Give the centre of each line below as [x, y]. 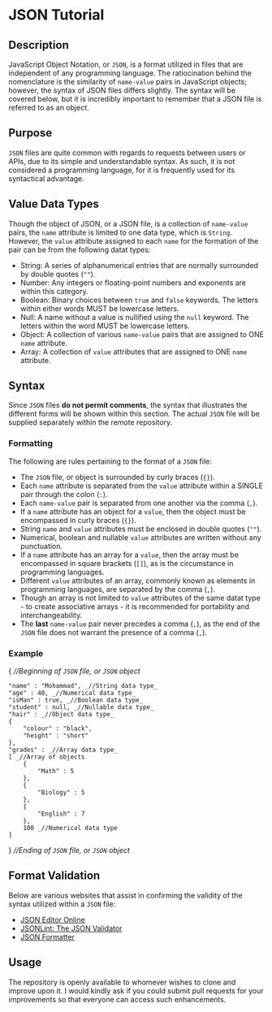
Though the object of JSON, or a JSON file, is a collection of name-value [128, 223]
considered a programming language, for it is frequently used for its [122, 170]
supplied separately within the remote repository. [91, 422]
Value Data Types [54, 204]
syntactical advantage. [47, 178]
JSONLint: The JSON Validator [71, 928]
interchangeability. [51, 615]
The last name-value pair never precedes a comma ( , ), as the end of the [140, 624]
